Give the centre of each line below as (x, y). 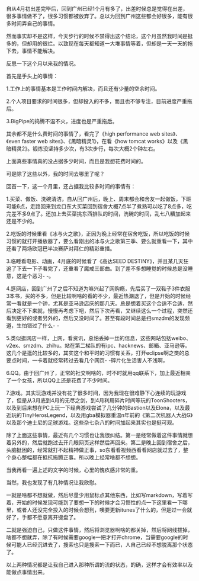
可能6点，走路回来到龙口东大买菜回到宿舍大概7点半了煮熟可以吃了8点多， (97, 206)
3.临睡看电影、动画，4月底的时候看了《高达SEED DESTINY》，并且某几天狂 (97, 261)
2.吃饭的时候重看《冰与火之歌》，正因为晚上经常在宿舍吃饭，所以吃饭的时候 (98, 234)
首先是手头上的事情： (32, 76)
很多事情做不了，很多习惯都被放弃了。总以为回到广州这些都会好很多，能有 (97, 16)
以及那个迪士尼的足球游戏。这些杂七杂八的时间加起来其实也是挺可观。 (92, 423)
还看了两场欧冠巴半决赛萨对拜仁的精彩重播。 (61, 248)
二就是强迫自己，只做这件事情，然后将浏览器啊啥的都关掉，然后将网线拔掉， (99, 530)
